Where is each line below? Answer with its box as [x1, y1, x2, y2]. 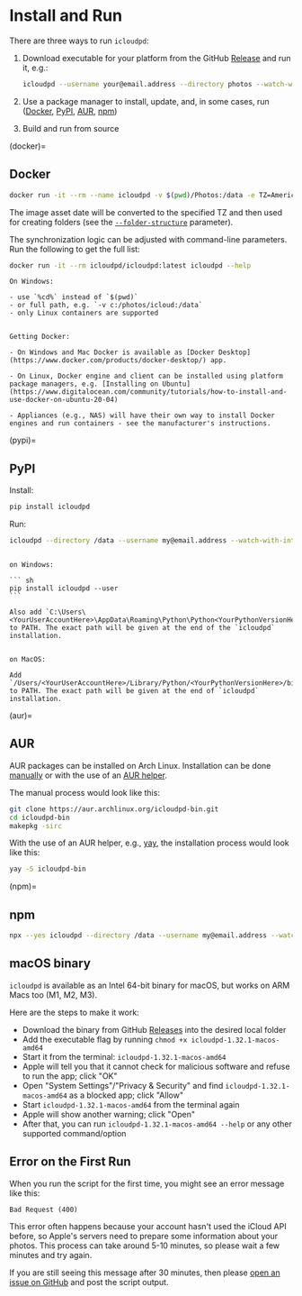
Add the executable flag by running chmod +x [22, 1034, 188, 1045]
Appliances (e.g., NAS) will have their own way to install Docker [17, 411, 276, 420]
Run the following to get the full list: [9, 243, 141, 254]
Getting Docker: [9, 333, 70, 342]
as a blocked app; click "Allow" [68, 1090, 184, 1100]
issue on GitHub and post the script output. [9, 1276, 169, 1287]
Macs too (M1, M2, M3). [9, 989, 98, 1000]
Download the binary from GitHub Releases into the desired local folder [22, 1024, 287, 1035]
